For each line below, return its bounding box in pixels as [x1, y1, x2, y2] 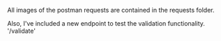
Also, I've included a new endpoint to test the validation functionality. [7, 19, 206, 27]
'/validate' [7, 27, 36, 35]
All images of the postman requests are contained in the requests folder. [7, 6, 215, 14]
